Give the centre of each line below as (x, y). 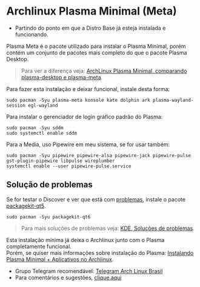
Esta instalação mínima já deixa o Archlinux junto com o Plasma (85, 240)
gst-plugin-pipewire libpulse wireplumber (61, 161)
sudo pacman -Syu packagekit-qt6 (48, 217)
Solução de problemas (49, 185)
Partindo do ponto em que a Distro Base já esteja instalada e (90, 28)
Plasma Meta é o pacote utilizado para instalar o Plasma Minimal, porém (96, 46)
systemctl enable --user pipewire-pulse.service (69, 166)
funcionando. (32, 34)
